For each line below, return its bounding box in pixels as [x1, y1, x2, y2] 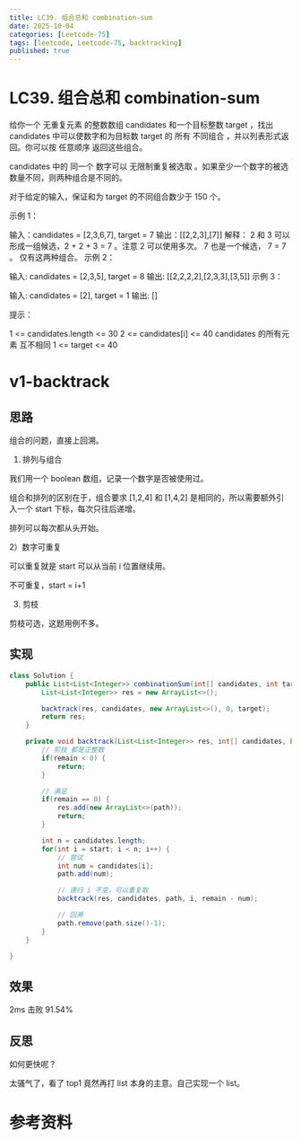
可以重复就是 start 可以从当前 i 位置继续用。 [9, 561, 171, 571]
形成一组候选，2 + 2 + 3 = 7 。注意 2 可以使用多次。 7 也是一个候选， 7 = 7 [9, 241, 287, 252]
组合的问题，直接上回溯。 [9, 435, 104, 446]
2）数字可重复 [9, 542, 62, 552]
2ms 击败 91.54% [9, 1004, 73, 1015]
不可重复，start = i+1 [9, 580, 86, 591]
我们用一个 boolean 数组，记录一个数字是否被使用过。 [9, 473, 209, 484]
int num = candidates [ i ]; [56, 861, 154, 870]
